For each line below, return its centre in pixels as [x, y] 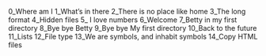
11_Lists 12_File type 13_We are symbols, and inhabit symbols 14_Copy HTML [133, 36]
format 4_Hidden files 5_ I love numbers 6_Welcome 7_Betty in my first [123, 20]
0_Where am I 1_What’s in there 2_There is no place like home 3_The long [127, 11]
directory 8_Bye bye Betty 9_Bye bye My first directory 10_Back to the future [133, 28]
